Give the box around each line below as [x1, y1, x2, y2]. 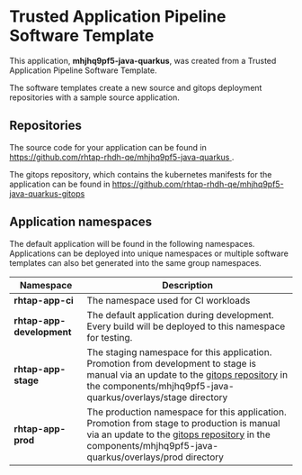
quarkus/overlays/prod [86, 451, 184, 463]
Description [161, 279, 214, 291]
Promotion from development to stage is [86, 357, 256, 370]
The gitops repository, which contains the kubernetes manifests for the [9, 169, 272, 179]
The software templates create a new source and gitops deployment [9, 82, 262, 93]
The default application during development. [86, 308, 274, 321]
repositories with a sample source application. [9, 92, 180, 103]
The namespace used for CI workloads [86, 294, 251, 306]
